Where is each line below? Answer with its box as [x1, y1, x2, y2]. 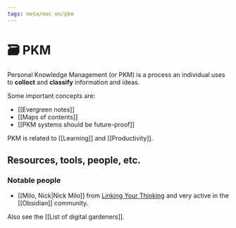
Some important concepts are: [7, 91, 96, 100]
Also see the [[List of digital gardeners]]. [7, 212, 125, 221]
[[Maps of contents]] [17, 112, 78, 121]
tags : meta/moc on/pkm [7, 10, 74, 18]
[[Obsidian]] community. [17, 199, 89, 208]
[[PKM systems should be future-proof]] [17, 120, 135, 128]
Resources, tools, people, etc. [7, 154, 141, 166]
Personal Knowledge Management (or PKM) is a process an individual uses [7, 70, 225, 78]
